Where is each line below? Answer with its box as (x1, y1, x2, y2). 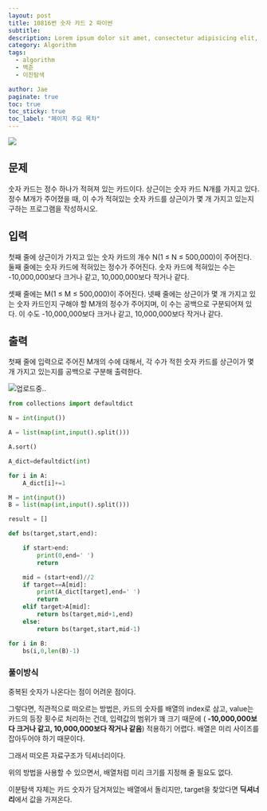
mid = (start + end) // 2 (22, 573, 94, 582)
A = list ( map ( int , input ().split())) (8, 429, 130, 437)
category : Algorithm (8, 41, 77, 49)
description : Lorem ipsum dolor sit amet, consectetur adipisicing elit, (8, 33, 259, 42)
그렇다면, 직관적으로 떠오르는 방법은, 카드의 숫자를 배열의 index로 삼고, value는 (8, 703, 254, 713)
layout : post (8, 11, 52, 20)
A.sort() (8, 443, 37, 451)
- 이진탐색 (15, 71, 45, 79)
